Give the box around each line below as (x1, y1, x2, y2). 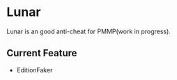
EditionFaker (16, 65, 53, 74)
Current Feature (6, 47, 77, 59)
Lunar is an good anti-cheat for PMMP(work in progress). (6, 27, 171, 35)
